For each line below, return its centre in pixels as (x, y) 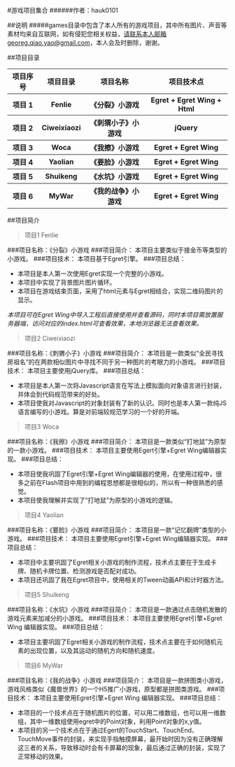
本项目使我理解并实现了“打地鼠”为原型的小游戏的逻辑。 (97, 500)
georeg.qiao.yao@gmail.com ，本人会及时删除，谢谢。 (85, 43)
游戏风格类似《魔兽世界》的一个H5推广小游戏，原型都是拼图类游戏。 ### (113, 689)
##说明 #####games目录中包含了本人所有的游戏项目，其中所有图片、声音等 (117, 25)
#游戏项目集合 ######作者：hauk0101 (63, 10)
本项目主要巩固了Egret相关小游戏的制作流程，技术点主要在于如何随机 (117, 642)
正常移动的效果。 (42, 757)
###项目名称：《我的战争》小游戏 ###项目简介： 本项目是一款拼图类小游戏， (117, 680)
